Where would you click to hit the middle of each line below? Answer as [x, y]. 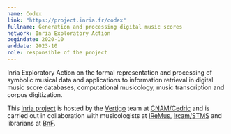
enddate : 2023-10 [32, 46]
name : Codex [24, 14]
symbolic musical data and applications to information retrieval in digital [110, 80]
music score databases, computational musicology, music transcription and [116, 87]
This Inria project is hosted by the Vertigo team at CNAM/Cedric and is [109, 108]
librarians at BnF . [31, 123]
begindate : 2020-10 [36, 40]
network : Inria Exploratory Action [59, 33]
